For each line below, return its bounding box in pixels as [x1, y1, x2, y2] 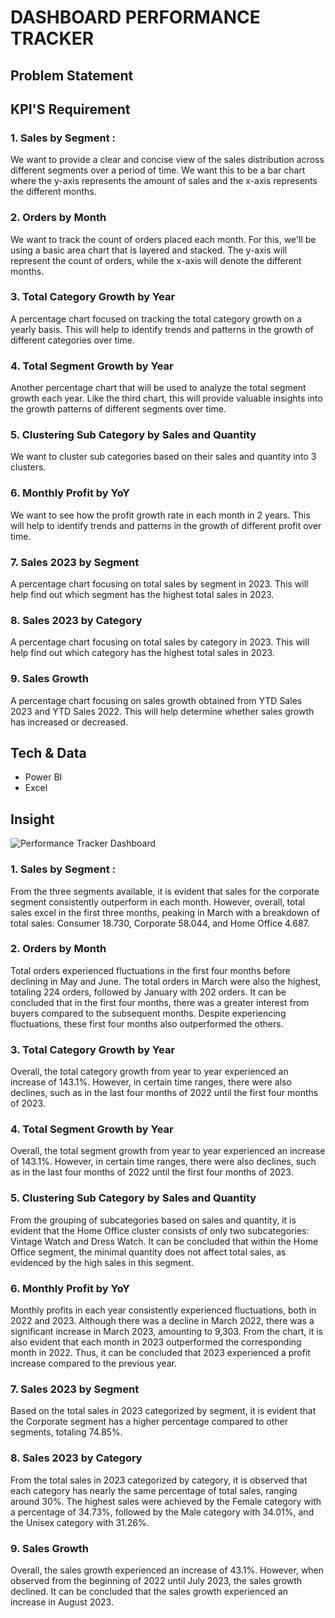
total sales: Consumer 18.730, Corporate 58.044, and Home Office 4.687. [10, 917, 310, 929]
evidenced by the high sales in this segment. [10, 1256, 195, 1268]
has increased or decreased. [10, 716, 129, 728]
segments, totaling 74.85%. [10, 1426, 123, 1438]
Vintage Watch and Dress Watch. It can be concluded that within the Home [10, 1235, 319, 1247]
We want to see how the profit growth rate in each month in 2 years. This [10, 509, 311, 521]
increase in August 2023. [10, 1596, 114, 1608]
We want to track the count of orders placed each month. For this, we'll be [10, 233, 317, 245]
